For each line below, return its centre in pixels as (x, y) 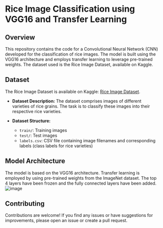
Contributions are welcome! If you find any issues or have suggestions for (79, 215)
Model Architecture (35, 161)
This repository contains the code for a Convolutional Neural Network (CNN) (81, 49)
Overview (20, 37)
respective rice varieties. (37, 111)
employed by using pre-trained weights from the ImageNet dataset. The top (81, 178)
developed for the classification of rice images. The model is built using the (81, 54)
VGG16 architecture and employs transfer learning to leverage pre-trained (79, 59)
